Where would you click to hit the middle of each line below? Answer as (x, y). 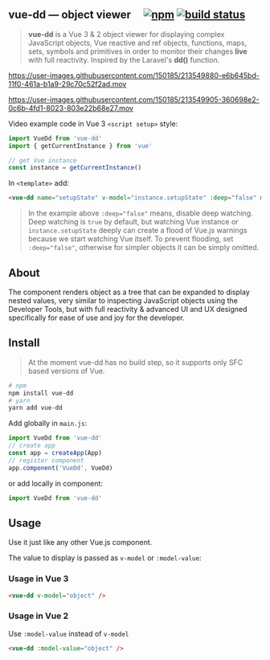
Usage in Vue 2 (39, 616)
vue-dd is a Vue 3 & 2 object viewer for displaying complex (126, 34)
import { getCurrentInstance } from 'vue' (80, 146)
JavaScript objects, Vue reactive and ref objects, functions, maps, (137, 43)
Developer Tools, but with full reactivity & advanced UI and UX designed (128, 309)
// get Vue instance (43, 160)
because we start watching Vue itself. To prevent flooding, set (131, 239)
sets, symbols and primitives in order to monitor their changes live (137, 51)
